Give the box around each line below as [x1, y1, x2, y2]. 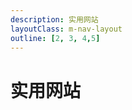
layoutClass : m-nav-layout [10, 24, 123, 34]
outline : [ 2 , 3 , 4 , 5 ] [10, 33, 101, 43]
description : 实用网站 [10, 14, 99, 25]
